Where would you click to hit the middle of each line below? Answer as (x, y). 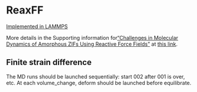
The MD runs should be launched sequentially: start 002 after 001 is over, (96, 76)
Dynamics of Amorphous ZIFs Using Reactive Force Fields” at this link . (92, 44)
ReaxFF (25, 10)
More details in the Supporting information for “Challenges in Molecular (92, 38)
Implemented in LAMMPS (37, 26)
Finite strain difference (49, 62)
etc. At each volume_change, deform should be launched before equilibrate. (99, 83)
